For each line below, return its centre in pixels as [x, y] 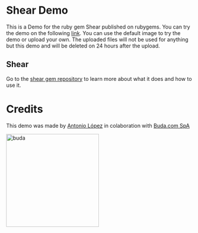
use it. [14, 85]
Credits [25, 109]
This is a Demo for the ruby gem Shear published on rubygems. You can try [98, 27]
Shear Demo [37, 10]
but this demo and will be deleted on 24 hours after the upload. [83, 46]
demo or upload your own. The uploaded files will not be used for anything [97, 39]
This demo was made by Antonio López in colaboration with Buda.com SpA [98, 125]
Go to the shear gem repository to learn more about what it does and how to [99, 78]
